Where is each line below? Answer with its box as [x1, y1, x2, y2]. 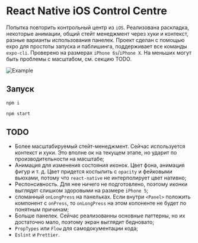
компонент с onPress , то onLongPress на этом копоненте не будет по [14, 200, 187, 207]
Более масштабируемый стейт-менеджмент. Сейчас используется [14, 143, 186, 150]
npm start [6, 111, 31, 116]
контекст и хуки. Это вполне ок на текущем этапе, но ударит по [14, 149, 177, 156]
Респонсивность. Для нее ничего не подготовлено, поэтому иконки [14, 181, 188, 188]
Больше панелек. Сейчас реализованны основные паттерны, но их [14, 212, 186, 219]
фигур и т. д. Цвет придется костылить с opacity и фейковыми [14, 168, 173, 175]
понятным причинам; [14, 206, 69, 213]
